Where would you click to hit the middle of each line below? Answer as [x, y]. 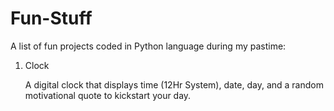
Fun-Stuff [51, 18]
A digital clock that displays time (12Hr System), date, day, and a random [174, 84]
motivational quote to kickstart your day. [108, 95]
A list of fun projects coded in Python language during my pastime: [148, 46]
